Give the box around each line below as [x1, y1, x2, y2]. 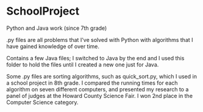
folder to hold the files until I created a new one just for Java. [6, 61, 159, 68]
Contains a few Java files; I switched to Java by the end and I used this [6, 54, 185, 61]
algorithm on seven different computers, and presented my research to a [6, 85, 189, 93]
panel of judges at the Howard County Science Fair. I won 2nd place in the [6, 92, 193, 99]
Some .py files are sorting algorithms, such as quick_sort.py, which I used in [6, 72, 197, 80]
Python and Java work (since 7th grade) [6, 24, 107, 32]
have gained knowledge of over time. [6, 43, 99, 50]
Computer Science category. [6, 99, 79, 106]
